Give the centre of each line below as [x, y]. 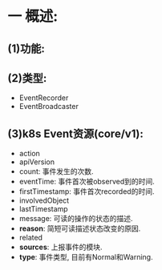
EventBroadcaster [49, 107]
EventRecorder [44, 98]
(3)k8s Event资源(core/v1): [75, 133]
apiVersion [37, 162]
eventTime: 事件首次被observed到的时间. [87, 182]
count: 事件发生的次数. [56, 171]
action [30, 154]
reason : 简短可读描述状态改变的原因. [80, 228]
